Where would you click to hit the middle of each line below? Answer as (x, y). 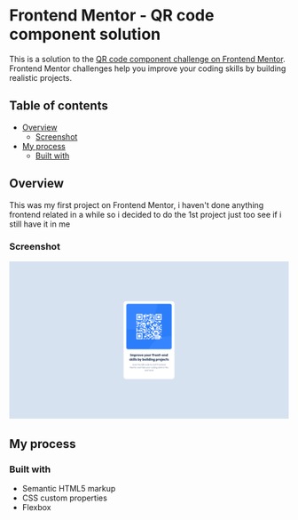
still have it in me (40, 224)
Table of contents (59, 106)
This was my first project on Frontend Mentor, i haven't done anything (137, 204)
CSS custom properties (65, 498)
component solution (85, 34)
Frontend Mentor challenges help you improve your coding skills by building (148, 68)
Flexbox (36, 508)
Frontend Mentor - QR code (112, 16)
